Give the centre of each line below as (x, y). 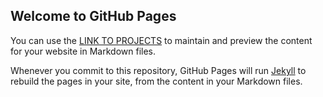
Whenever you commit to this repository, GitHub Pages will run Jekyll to (158, 70)
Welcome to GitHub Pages (93, 16)
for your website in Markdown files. (83, 51)
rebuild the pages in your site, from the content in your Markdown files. (156, 81)
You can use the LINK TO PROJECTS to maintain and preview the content (161, 40)
